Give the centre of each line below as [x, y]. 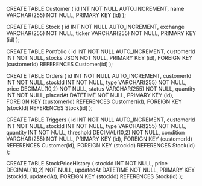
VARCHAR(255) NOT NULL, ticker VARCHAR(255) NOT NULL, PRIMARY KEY [101, 33]
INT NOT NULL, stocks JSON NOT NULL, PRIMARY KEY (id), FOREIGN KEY [99, 58]
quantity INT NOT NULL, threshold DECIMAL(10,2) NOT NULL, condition [96, 133]
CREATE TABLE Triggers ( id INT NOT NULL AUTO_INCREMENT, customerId [101, 120]
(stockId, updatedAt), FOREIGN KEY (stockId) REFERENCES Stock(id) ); [95, 176]
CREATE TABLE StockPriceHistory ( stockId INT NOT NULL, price [87, 163]
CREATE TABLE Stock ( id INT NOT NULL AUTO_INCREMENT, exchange [96, 27]
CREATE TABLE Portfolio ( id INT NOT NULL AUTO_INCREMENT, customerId [101, 51]
